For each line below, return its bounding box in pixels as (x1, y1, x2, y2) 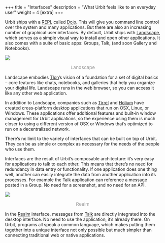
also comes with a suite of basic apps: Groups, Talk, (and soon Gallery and (5, 40, 157, 46)
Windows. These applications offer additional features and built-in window (5, 110, 156, 116)
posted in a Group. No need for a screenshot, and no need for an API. (5, 182, 146, 188)
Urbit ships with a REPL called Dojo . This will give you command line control (5, 19, 159, 25)
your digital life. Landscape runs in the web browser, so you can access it (5, 85, 154, 91)
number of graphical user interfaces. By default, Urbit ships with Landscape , (5, 30, 161, 35)
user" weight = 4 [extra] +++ (5, 9, 64, 15)
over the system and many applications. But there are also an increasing (5, 24, 152, 30)
